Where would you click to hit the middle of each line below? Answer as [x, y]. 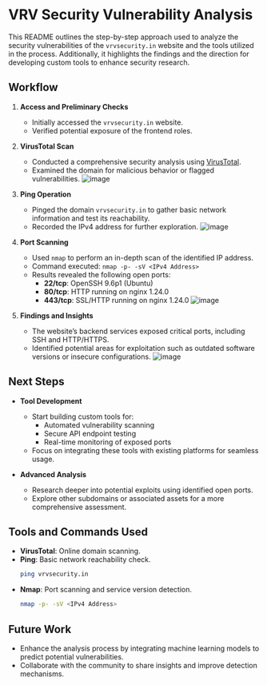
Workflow [33, 88]
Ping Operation [46, 194]
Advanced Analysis [53, 474]
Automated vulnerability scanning [99, 424]
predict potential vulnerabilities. [72, 656]
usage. [43, 459]
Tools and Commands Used [78, 532]
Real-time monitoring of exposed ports [108, 442]
